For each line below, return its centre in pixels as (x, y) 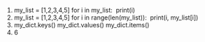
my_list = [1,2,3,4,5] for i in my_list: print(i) (74, 10)
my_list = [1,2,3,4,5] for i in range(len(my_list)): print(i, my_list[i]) (106, 17)
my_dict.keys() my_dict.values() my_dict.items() (82, 25)
